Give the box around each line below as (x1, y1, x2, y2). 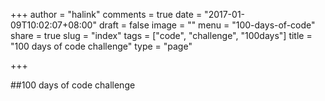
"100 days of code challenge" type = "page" (10, 40, 193, 52)
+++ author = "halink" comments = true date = (10, 9, 203, 20)
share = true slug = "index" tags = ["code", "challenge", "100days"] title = (10, 30, 313, 41)
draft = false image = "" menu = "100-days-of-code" (98, 19, 316, 31)
